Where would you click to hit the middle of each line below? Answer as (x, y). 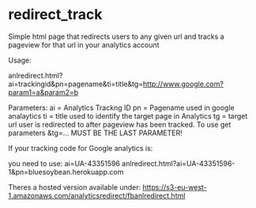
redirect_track (55, 15)
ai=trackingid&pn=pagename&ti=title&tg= (76, 84)
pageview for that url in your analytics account (84, 44)
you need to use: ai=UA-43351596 (64, 163)
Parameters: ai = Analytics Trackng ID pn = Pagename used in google (121, 108)
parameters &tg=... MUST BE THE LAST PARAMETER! (96, 133)
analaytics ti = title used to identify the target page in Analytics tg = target (128, 115)
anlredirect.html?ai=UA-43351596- (179, 163)
